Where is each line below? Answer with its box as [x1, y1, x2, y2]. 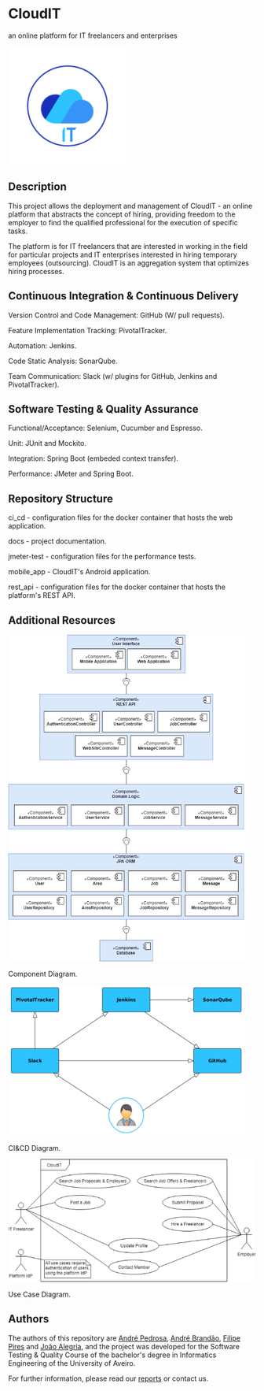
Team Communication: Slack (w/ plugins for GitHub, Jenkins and [8, 371, 218, 380]
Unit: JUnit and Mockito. [8, 439, 86, 448]
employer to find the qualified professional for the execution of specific [8, 217, 238, 227]
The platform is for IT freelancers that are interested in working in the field [8, 241, 248, 250]
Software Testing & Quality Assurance [8, 402, 199, 416]
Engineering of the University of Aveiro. [8, 1358, 136, 1367]
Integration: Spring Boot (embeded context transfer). [8, 454, 179, 463]
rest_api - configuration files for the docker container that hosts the [8, 582, 226, 592]
